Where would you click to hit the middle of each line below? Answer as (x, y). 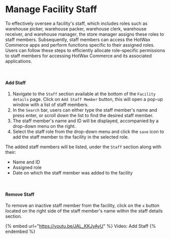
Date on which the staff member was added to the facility (73, 173)
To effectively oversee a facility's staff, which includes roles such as (76, 23)
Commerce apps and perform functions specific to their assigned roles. (80, 45)
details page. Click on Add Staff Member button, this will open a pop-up (88, 99)
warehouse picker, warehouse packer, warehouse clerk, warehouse (76, 28)
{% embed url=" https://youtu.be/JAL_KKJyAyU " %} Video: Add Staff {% (81, 226)
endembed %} (20, 231)
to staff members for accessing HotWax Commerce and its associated (79, 56)
